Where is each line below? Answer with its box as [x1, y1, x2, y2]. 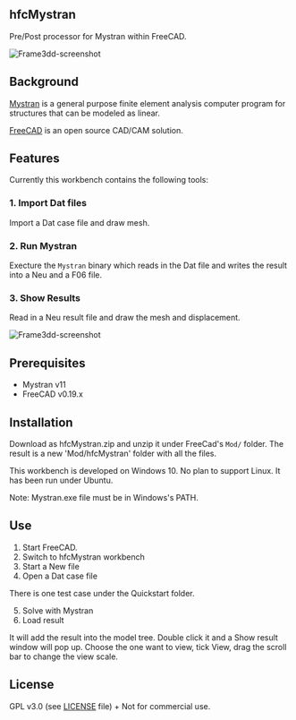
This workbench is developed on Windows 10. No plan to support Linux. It [9, 465, 281, 476]
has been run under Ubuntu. [9, 475, 114, 485]
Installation [9, 415, 73, 430]
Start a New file [21, 561, 80, 571]
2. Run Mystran [9, 239, 78, 252]
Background [9, 74, 79, 90]
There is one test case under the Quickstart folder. [9, 587, 195, 598]
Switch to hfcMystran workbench [21, 551, 146, 562]
